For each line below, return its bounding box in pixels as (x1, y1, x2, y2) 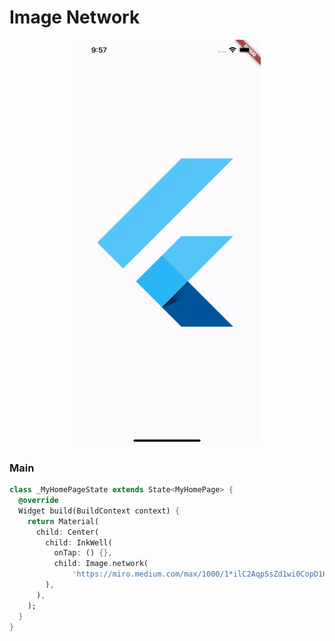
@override (18, 496, 59, 506)
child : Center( (35, 527, 100, 537)
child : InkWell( (45, 537, 113, 548)
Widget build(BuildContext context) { (18, 506, 181, 516)
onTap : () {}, (53, 548, 113, 558)
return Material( (27, 516, 100, 526)
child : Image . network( (53, 559, 149, 569)
